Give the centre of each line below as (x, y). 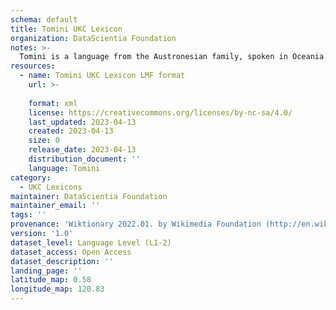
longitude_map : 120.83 (57, 289)
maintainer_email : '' (55, 206)
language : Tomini (64, 168)
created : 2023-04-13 (71, 131)
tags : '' (28, 215)
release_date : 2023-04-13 (82, 150)
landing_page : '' (46, 271)
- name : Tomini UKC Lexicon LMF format (102, 76)
